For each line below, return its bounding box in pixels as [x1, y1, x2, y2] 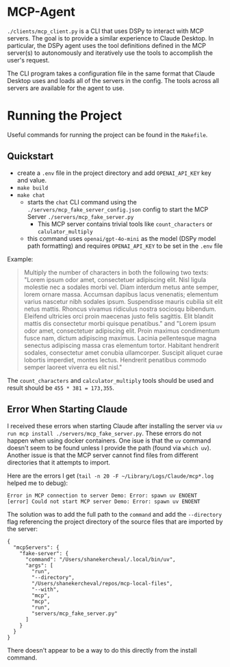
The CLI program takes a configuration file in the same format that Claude [7, 69, 216, 78]
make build [16, 185, 49, 191]
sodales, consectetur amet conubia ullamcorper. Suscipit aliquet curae [23, 348, 223, 357]
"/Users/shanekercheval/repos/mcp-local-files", [31, 580, 173, 587]
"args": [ [25, 562, 53, 569]
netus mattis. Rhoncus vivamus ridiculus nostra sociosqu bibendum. [23, 305, 217, 313]
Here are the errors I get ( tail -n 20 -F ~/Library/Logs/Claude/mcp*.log [7, 471, 214, 480]
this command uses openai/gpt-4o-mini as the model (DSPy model [27, 234, 216, 242]
